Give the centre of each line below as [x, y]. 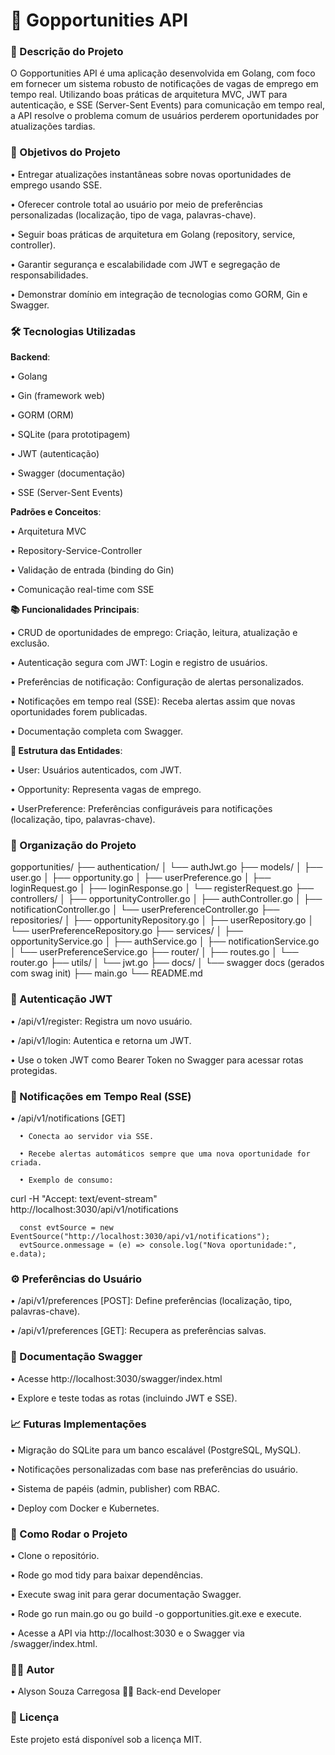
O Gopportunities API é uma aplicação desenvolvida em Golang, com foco [163, 73]
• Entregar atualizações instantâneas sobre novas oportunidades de [151, 174]
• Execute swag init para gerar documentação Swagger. [126, 1595]
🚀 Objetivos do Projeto [65, 152]
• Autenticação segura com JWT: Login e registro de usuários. [139, 663]
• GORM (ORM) [42, 415]
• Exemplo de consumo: [66, 1180]
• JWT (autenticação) [55, 454]
